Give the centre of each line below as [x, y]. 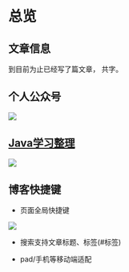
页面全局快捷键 [44, 210]
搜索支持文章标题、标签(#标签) [71, 242]
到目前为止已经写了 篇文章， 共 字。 [65, 69]
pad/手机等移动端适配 [56, 259]
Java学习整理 [42, 144]
